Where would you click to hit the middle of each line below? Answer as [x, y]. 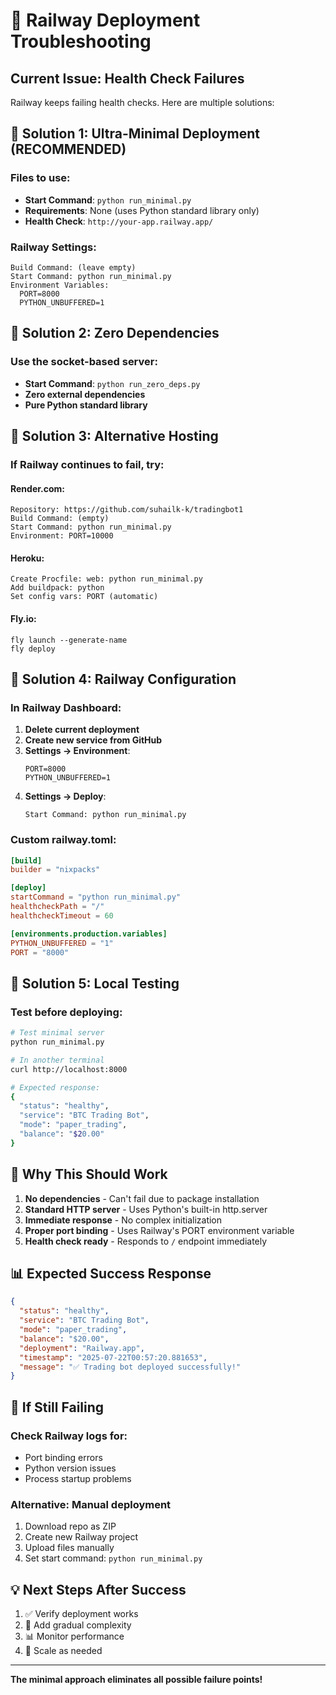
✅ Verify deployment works [81, 1614]
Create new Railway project [81, 1537]
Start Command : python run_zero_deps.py [112, 383]
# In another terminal [57, 1060]
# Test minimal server [57, 1033]
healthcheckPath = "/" [57, 907]
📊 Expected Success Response [111, 1273]
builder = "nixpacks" [55, 870]
